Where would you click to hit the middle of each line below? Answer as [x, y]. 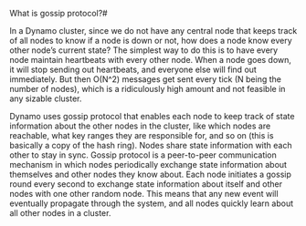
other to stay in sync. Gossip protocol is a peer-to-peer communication [143, 155]
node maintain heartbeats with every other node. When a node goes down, [151, 60]
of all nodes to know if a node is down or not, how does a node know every [151, 41]
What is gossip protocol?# [58, 13]
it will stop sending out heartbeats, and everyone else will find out [133, 69]
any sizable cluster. [46, 98]
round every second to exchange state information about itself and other [146, 184]
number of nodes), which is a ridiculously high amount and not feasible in [148, 89]
